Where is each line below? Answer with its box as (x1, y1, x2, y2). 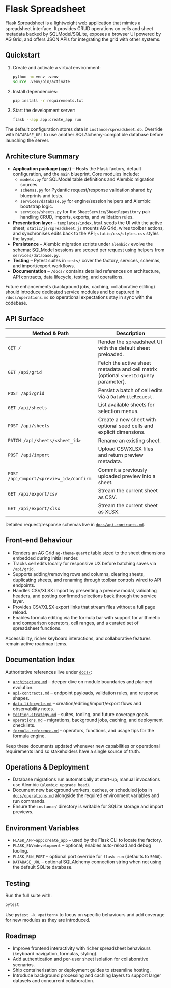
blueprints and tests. (20, 193, 64, 199)
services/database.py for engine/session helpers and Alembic (20, 198, 151, 204)
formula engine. (12, 733, 46, 739)
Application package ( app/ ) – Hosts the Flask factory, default (12, 166, 141, 172)
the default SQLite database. (12, 864, 73, 870)
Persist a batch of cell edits (98, 387, 163, 394)
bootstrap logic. (20, 203, 53, 209)
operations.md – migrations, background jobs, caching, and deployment (12, 717, 163, 723)
